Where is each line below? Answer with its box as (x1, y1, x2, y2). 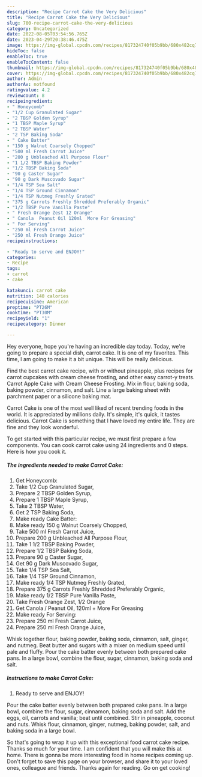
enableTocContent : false (7, 59, 69, 65)
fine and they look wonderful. (7, 423, 80, 430)
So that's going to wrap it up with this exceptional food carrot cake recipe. (7, 739, 190, 746)
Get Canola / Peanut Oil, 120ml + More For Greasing (15, 605, 144, 612)
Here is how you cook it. (7, 448, 67, 455)
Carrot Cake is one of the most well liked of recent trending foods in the (7, 404, 184, 412)
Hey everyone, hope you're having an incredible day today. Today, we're (7, 343, 186, 350)
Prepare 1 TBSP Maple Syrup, (15, 496, 89, 503)
